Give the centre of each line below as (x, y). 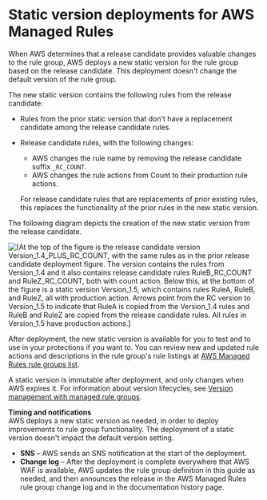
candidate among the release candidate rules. (96, 127)
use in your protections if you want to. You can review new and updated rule (134, 347)
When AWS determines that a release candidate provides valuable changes (132, 54)
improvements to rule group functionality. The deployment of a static (121, 429)
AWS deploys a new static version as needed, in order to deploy (114, 420)
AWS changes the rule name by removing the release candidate (137, 158)
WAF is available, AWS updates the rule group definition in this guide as (137, 470)
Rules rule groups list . (44, 364)
